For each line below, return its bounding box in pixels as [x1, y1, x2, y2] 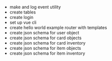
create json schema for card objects [9, 35, 82, 41]
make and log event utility [9, 4, 61, 10]
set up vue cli [9, 19, 37, 25]
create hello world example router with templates [9, 25, 107, 30]
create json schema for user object [9, 30, 80, 35]
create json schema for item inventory [9, 50, 85, 56]
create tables [9, 9, 36, 15]
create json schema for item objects [9, 46, 81, 51]
